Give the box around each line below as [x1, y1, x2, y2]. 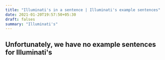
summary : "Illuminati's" [5, 21, 58, 27]
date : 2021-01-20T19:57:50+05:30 [5, 12, 76, 17]
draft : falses [5, 17, 36, 22]
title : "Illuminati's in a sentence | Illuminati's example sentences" [5, 7, 160, 13]
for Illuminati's [5, 48, 52, 56]
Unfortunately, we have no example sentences [5, 40, 156, 48]
